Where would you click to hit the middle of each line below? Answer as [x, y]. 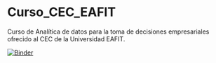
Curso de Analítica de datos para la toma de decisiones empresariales [108, 31]
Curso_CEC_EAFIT [62, 12]
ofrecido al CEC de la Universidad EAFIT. [66, 38]
